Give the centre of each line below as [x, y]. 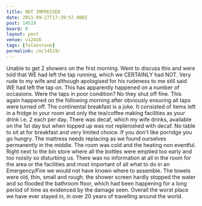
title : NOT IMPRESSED [33, 12]
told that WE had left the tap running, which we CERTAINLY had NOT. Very [99, 74]
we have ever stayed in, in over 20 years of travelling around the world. [94, 196]
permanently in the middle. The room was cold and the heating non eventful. [101, 145]
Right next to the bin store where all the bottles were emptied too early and [99, 151]
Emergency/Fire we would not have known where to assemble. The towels [99, 170]
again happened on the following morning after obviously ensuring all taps [99, 100]
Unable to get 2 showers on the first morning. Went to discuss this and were [101, 68]
